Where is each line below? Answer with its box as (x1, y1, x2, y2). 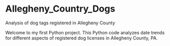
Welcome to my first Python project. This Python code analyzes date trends (5, 29, 165, 35)
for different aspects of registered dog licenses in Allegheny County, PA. (5, 35, 158, 41)
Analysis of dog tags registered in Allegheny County (5, 20, 115, 26)
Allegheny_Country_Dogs (5, 3, 115, 15)
